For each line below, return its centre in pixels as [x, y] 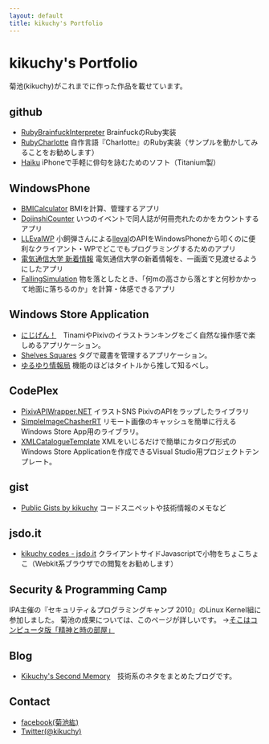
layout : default [36, 16]
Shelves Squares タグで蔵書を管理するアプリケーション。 [116, 355]
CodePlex [34, 391]
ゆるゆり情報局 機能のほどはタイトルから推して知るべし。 [117, 365]
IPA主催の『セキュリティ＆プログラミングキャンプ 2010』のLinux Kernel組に [135, 610]
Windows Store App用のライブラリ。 [82, 431]
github [26, 112]
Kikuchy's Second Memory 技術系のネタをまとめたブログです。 [128, 676]
